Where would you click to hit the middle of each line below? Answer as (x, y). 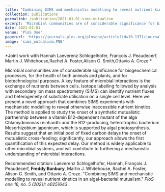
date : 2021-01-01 (23, 28)
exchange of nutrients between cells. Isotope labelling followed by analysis (81, 86)
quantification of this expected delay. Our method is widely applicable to (78, 143)
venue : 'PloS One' (24, 32)
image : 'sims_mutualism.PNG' (35, 42)
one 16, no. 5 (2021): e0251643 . (37, 184)
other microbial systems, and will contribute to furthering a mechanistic (77, 148)
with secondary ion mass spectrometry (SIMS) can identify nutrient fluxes (80, 91)
